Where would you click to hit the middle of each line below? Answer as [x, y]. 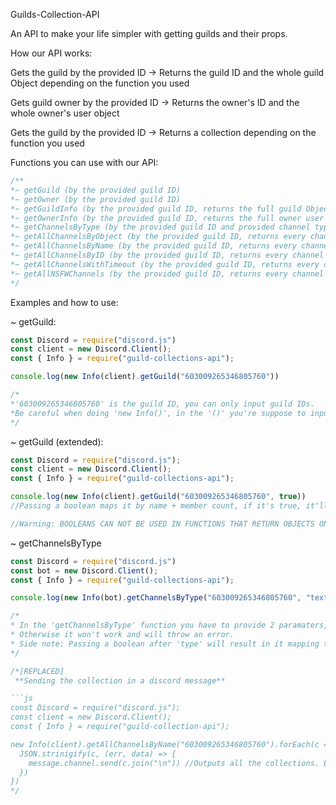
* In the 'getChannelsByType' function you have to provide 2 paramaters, [169, 625]
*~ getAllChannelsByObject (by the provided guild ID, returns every [158, 237]
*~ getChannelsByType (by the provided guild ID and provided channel [160, 227]
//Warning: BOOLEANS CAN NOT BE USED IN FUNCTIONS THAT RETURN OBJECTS [162, 524]
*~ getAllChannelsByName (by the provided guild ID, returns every [154, 246]
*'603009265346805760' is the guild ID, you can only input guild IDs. [162, 404]
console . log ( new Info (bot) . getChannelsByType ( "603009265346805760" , [156, 598]
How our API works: [51, 53]
